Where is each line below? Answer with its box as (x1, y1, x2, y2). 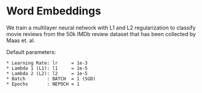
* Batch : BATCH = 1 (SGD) (6, 76, 96, 82)
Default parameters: (6, 48, 56, 55)
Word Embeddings (6, 4, 102, 18)
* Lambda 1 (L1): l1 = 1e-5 (6, 65, 88, 71)
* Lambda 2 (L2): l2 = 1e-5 (6, 70, 88, 76)
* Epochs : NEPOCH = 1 (6, 81, 80, 87)
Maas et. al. (6, 37, 35, 44)
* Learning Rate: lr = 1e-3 (6, 60, 88, 66)
